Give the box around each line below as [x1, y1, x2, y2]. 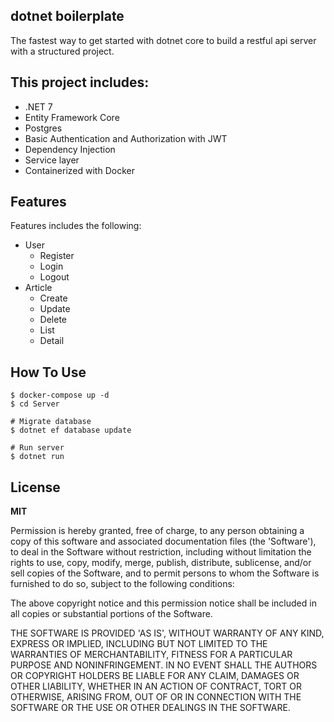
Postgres [24, 122, 63, 134]
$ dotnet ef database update [10, 425, 132, 436]
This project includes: [10, 74, 150, 91]
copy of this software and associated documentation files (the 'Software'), [10, 535, 317, 548]
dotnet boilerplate [10, 8, 125, 25]
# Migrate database [10, 417, 92, 427]
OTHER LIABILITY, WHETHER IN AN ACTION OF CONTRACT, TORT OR [10, 680, 302, 693]
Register [39, 250, 75, 262]
